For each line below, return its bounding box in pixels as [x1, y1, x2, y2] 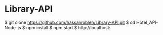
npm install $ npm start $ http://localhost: [26, 24, 111, 30]
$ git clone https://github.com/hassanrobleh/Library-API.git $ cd [4, 19, 135, 25]
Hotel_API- [136, 19, 159, 25]
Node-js [4, 24, 21, 30]
